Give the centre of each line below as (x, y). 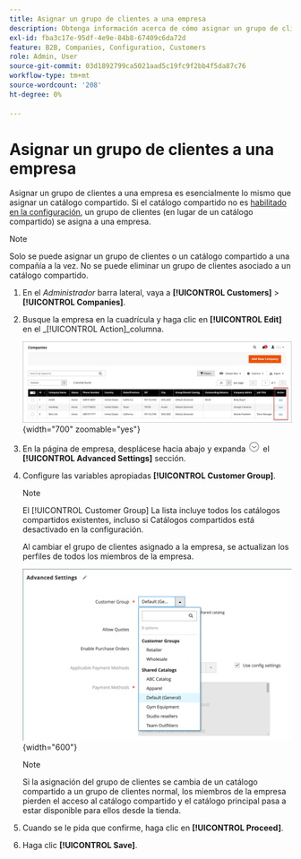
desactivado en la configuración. (83, 529)
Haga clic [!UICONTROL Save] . (80, 845)
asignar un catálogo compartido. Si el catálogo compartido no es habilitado (148, 202)
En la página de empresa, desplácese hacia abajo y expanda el (146, 449)
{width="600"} (50, 747)
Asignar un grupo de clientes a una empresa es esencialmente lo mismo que (150, 193)
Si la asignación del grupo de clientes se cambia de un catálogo (140, 782)
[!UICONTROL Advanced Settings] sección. (104, 458)
